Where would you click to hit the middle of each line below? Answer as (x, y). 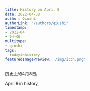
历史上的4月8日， (23, 74)
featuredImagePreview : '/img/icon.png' (45, 59)
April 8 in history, (22, 84)
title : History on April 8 (32, 9)
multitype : (16, 41)
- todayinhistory (23, 55)
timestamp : (16, 28)
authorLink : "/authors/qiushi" (37, 23)
